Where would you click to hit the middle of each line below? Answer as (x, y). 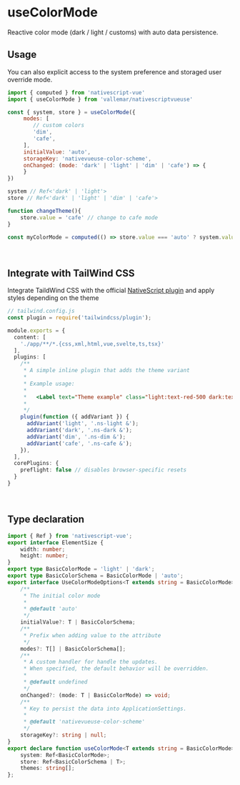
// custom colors (59, 126)
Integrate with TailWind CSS (71, 273)
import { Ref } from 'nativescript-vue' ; (70, 536)
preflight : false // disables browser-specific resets (104, 470)
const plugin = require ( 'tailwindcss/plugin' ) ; (80, 318)
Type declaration (46, 520)
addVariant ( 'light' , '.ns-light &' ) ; (82, 424)
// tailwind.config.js (41, 311)
